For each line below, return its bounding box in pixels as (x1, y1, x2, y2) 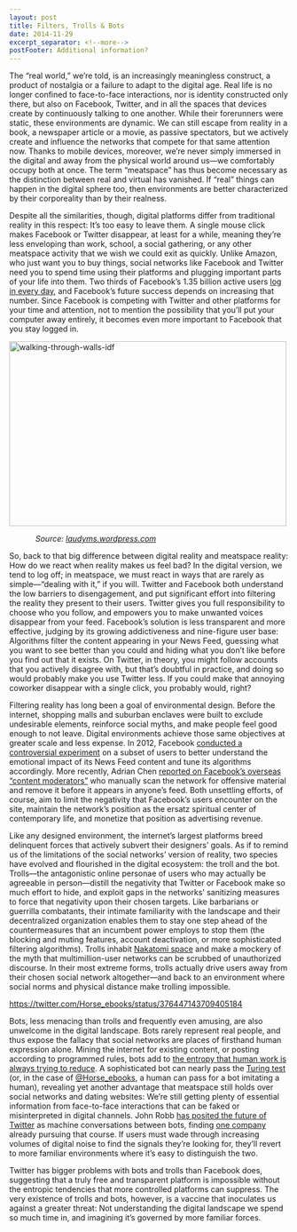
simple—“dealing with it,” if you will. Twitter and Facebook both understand (9, 579, 284, 590)
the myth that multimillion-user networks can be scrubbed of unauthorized (9, 953, 282, 964)
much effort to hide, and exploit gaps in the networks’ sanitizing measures (9, 887, 280, 898)
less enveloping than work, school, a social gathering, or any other (9, 239, 253, 250)
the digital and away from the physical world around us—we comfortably (9, 155, 275, 166)
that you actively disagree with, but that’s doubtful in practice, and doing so (9, 664, 285, 675)
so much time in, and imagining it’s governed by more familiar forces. (9, 1212, 262, 1223)
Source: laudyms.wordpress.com (35, 534, 157, 544)
